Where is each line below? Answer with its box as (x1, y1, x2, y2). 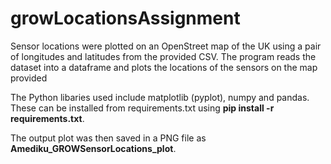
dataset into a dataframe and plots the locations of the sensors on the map (10, 61, 318, 73)
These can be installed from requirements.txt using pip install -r (10, 102, 275, 114)
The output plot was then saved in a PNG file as (10, 132, 207, 144)
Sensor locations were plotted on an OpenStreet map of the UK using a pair (10, 40, 322, 52)
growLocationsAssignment (10, 7, 241, 30)
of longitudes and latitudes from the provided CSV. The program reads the (10, 50, 317, 62)
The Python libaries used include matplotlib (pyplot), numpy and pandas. (10, 91, 310, 103)
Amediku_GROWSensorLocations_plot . (10, 142, 177, 154)
